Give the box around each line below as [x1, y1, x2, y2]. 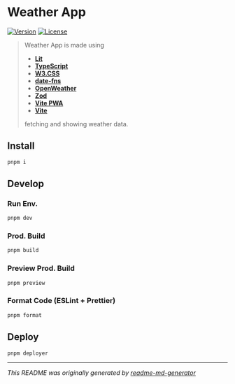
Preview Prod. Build [7, 263, 76, 273]
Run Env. [7, 198, 38, 208]
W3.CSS [34, 69, 60, 77]
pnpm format [7, 311, 42, 318]
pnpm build [7, 247, 39, 254]
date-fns [34, 76, 62, 84]
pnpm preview [7, 279, 45, 286]
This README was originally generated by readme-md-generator [7, 369, 196, 377]
